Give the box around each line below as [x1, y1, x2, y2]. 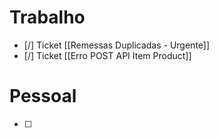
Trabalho [9, 6, 86, 29]
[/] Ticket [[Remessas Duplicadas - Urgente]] [23, 39, 211, 51]
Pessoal [9, 85, 77, 108]
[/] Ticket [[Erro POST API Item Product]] [23, 49, 192, 61]
